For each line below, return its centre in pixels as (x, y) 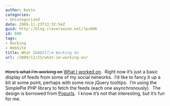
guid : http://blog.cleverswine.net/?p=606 (51, 29)
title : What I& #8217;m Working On (42, 52)
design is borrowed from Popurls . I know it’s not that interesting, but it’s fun (85, 94)
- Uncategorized (23, 19)
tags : (11, 39)
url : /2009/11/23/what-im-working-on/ (47, 57)
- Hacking (16, 43)
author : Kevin (20, 10)
